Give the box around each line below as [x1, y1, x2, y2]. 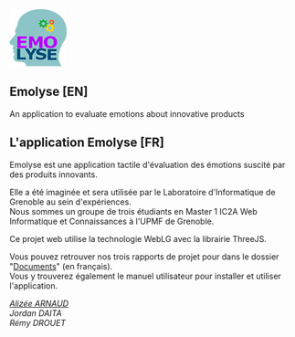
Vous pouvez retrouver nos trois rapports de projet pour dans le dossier [9, 251, 279, 262]
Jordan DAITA [9, 307, 62, 319]
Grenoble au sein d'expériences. [9, 196, 132, 207]
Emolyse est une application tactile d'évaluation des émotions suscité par [9, 159, 286, 170]
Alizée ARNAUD [9, 298, 69, 309]
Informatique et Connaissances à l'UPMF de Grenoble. [9, 216, 215, 226]
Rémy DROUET [9, 317, 67, 328]
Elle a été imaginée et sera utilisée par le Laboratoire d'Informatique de [9, 186, 276, 197]
